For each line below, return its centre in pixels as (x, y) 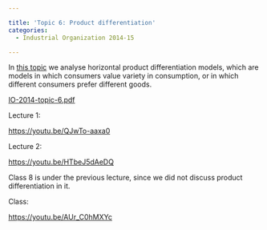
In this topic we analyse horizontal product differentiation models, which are (133, 67)
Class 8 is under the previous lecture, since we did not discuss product (125, 178)
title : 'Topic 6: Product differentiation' (82, 22)
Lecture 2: (25, 147)
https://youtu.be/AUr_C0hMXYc (60, 217)
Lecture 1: (24, 115)
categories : (28, 30)
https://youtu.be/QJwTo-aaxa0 (59, 131)
